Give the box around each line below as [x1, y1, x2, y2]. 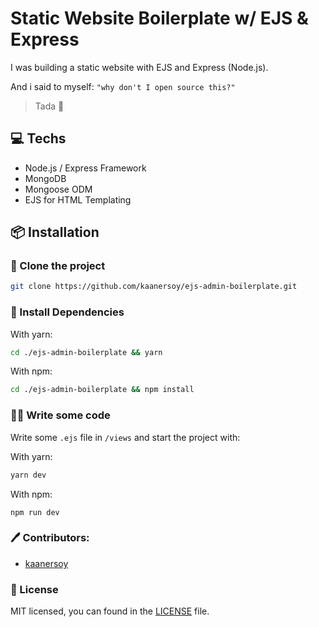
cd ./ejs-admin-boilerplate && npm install [10, 385, 195, 395]
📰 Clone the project [10, 259, 106, 273]
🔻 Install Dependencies [10, 305, 125, 319]
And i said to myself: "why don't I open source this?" [10, 80, 236, 92]
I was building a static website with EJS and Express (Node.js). [10, 61, 269, 73]
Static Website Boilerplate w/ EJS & [10, 7, 309, 30]
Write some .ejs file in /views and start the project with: [10, 431, 241, 443]
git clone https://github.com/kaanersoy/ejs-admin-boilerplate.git [10, 282, 298, 292]
